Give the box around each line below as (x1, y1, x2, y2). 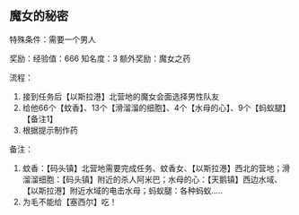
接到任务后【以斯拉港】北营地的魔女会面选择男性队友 (22, 90, 220, 101)
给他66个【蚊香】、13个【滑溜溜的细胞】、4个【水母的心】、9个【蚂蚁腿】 (22, 102, 291, 113)
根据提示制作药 (22, 125, 78, 135)
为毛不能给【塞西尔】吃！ (22, 196, 118, 207)
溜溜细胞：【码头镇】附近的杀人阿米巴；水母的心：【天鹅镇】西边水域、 (22, 174, 283, 185)
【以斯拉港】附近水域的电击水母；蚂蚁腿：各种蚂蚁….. (22, 185, 223, 195)
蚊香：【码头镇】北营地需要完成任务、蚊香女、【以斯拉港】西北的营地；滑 (22, 162, 290, 173)
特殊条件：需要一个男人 (9, 34, 96, 45)
